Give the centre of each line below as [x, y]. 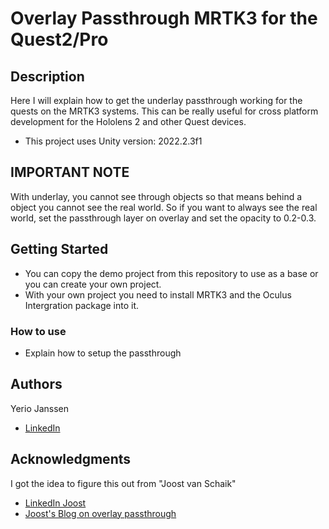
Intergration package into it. [82, 305]
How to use [38, 331]
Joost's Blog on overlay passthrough [100, 513]
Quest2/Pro [59, 39]
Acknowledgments [71, 459]
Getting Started [59, 249]
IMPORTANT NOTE [70, 172]
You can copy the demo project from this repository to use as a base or [171, 273]
